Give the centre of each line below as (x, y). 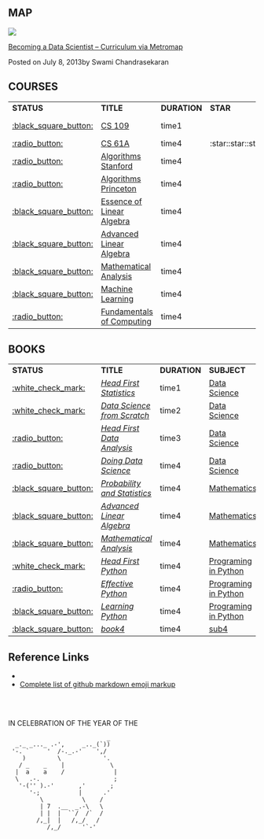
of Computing (126, 321)
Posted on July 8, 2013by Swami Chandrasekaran (88, 61)
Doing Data (122, 461)
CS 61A (115, 143)
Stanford (117, 166)
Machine (117, 289)
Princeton (119, 188)
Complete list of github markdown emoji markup (97, 685)
